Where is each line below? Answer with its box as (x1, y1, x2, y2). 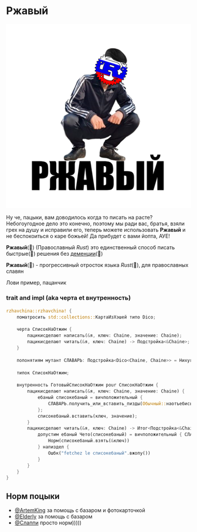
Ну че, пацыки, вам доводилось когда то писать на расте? (6, 214, 153, 221)
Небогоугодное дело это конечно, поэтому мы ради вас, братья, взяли (6, 220, 185, 227)
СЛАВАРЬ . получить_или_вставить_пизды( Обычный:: (47, 401, 167, 406)
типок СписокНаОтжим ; (16, 370, 69, 376)
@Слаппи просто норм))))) (14, 519, 82, 526)
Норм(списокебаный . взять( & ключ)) (47, 438, 130, 444)
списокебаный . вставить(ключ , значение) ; (37, 413, 138, 419)
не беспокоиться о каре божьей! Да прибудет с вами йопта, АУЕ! (6, 233, 170, 240)
